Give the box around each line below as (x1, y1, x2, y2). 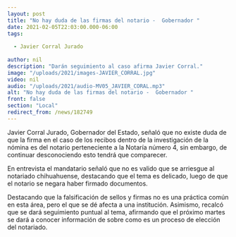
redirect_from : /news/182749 (7, 109, 93, 116)
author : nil (7, 56, 42, 63)
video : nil (7, 75, 39, 83)
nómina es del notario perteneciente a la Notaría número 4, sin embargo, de (7, 142, 228, 152)
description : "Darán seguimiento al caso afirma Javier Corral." (7, 63, 203, 70)
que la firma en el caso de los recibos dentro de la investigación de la (7, 135, 209, 144)
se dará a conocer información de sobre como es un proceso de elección (7, 215, 221, 224)
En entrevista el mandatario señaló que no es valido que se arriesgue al (7, 164, 215, 173)
